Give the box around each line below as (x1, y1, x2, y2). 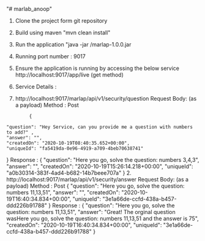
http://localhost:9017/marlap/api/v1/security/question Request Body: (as (15, 95, 197, 102)
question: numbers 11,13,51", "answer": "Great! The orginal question (6, 208, 176, 215)
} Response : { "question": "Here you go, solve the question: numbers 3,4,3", (6, 156, 199, 163)
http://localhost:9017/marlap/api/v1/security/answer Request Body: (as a (6, 176, 188, 183)
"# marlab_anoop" (6, 6, 52, 12)
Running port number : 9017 (15, 53, 86, 60)
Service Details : (15, 83, 57, 90)
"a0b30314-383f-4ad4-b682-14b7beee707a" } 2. (6, 169, 132, 177)
